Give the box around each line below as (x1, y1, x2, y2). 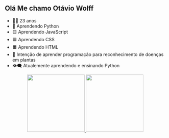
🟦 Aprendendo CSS (12, 36, 55, 42)
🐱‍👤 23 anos (12, 17, 37, 23)
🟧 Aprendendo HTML (12, 44, 59, 50)
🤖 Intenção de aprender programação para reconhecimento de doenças (12, 51, 164, 58)
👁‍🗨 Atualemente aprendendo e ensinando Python (12, 62, 120, 68)
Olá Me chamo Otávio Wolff (5, 4, 94, 13)
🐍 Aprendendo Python (12, 23, 59, 29)
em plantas (12, 57, 36, 63)
